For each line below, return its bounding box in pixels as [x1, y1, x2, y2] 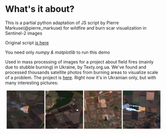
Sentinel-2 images [5, 30, 43, 36]
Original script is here [5, 39, 49, 45]
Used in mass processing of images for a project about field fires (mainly [5, 59, 154, 65]
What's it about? [5, 3, 75, 15]
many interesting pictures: [5, 80, 58, 86]
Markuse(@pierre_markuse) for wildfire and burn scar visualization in [5, 25, 147, 31]
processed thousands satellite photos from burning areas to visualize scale [5, 69, 159, 75]
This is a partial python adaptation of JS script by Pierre [5, 20, 119, 26]
